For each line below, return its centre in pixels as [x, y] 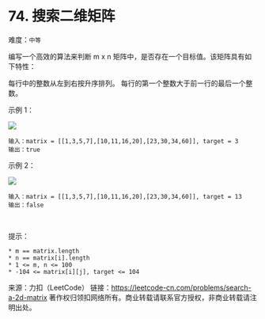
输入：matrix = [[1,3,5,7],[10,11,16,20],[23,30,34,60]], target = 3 [123, 141]
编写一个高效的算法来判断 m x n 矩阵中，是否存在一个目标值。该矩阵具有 [127, 56]
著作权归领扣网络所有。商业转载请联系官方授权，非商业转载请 [150, 297]
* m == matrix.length [44, 251]
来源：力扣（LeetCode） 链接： [60, 287]
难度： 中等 [25, 40]
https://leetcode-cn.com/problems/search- [181, 287]
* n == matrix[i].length [49, 258]
